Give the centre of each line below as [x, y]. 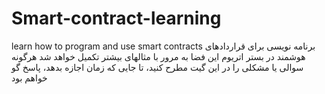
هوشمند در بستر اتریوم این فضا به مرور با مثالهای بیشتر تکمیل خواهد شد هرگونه [158, 56]
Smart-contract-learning [116, 18]
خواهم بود [29, 78]
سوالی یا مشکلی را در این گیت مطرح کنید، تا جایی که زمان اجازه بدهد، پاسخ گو [157, 67]
